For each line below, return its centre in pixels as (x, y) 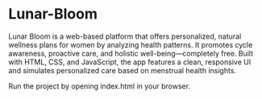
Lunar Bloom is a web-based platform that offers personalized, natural (125, 36)
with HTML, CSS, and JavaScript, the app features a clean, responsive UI (130, 62)
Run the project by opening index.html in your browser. (100, 86)
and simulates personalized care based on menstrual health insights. (122, 70)
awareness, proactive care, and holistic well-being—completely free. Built (131, 53)
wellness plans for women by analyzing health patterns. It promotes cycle (131, 44)
